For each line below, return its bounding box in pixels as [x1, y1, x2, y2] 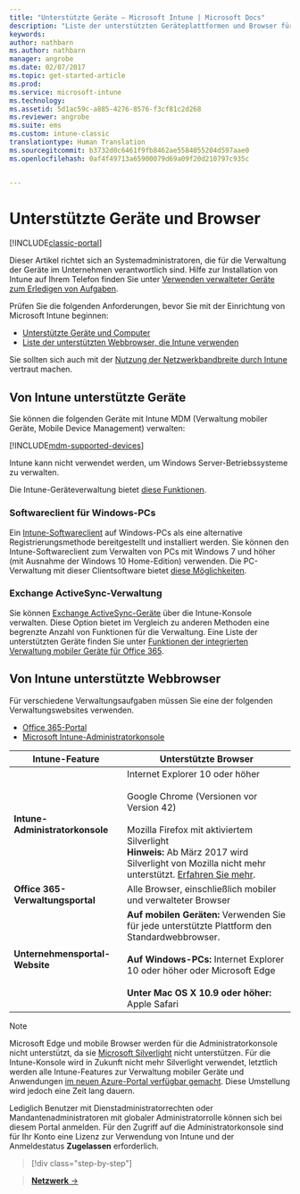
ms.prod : [9, 79, 42, 88]
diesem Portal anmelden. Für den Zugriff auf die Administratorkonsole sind [9, 1122, 284, 1132]
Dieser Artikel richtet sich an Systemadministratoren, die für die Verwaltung [9, 255, 287, 266]
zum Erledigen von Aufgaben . [9, 283, 119, 295]
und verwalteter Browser [126, 894, 230, 906]
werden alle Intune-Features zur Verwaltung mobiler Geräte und [9, 1066, 245, 1077]
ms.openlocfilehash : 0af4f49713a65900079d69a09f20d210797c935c [9, 154, 250, 163]
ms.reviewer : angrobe [9, 113, 90, 121]
